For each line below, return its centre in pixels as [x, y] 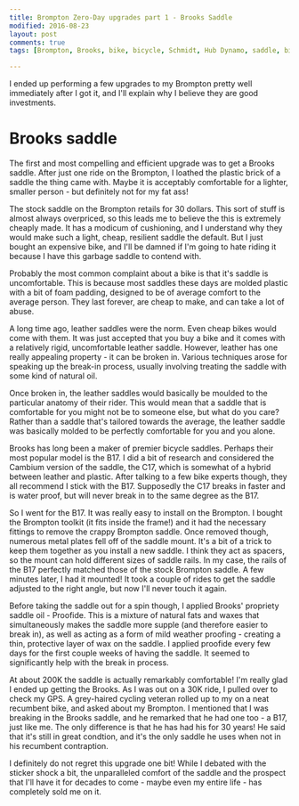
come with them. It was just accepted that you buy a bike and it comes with [147, 338]
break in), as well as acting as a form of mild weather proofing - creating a [145, 634]
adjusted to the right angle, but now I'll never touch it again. [118, 589]
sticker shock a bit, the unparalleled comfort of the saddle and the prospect [148, 773]
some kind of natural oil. [53, 376]
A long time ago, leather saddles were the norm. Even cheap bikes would [143, 329]
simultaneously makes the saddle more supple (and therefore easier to [139, 625]
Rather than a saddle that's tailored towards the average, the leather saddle [147, 422]
